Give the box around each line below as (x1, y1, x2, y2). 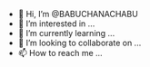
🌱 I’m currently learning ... (17, 28, 115, 38)
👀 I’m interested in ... (17, 18, 95, 29)
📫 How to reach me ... (17, 48, 103, 58)
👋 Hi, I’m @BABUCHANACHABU (17, 9, 138, 19)
